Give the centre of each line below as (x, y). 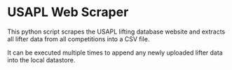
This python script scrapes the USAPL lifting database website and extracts (116, 31)
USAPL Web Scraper (68, 12)
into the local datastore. (41, 59)
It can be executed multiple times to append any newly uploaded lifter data (115, 52)
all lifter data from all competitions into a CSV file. (79, 38)
